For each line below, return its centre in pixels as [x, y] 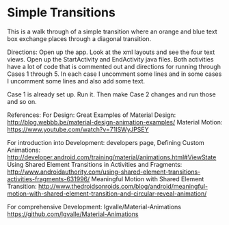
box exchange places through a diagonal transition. [79, 38]
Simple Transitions [62, 13]
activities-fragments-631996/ [49, 178]
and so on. [22, 101]
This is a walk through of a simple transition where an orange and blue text [112, 31]
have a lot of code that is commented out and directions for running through [114, 66]
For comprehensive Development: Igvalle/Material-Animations [94, 207]
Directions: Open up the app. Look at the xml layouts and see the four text [111, 52]
